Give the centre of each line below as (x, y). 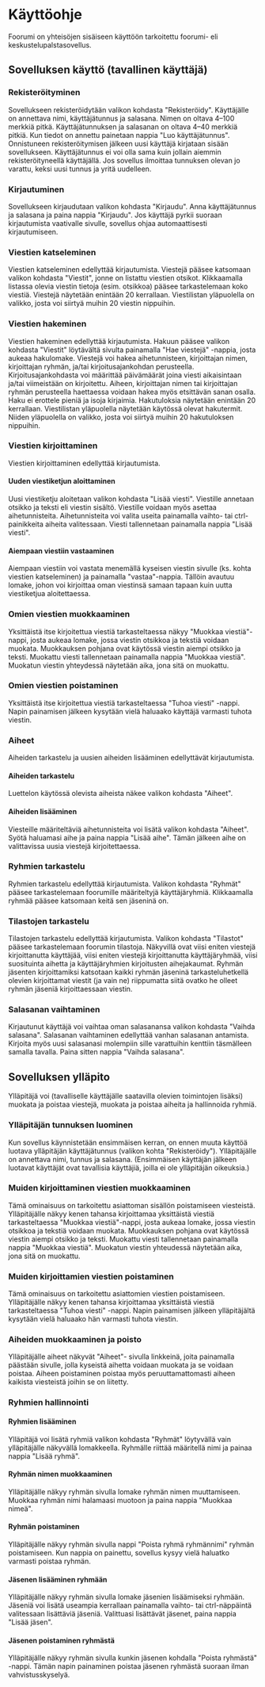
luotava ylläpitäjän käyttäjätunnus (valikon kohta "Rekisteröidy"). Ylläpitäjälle (132, 1150)
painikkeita (26, 524)
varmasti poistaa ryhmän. (49, 1561)
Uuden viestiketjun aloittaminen (62, 481)
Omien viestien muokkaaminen (69, 614)
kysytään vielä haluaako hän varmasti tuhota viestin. (93, 1319)
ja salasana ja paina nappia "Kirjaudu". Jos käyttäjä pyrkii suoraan (115, 215)
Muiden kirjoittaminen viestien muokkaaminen (100, 1188)
